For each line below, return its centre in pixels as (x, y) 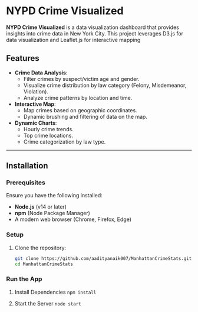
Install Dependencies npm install (55, 292)
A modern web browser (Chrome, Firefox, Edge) (73, 219)
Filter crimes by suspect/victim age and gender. (81, 79)
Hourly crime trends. (48, 129)
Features (23, 58)
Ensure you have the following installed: (55, 196)
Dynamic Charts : (36, 123)
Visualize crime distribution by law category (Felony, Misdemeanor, (105, 85)
